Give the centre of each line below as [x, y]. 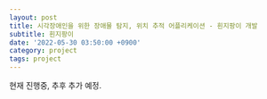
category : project [43, 51]
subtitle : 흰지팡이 [41, 34]
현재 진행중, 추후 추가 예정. [56, 85]
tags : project [36, 59]
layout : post [33, 17]
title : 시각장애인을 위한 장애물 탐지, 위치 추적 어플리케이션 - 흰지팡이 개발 [133, 26]
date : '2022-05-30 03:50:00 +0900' [75, 42]
